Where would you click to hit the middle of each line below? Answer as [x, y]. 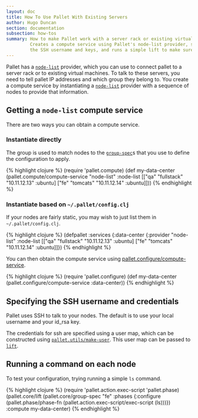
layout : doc [21, 11]
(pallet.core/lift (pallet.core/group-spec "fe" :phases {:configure [83, 396]
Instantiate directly [34, 140]
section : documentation [35, 28]
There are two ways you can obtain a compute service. [73, 124]
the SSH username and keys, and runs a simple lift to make [105, 50]
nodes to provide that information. [47, 91]
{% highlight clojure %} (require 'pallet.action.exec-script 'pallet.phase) [93, 390]
